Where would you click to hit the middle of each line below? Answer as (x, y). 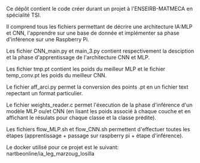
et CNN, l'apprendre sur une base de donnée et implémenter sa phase (93, 33)
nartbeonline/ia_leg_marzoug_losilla (50, 153)
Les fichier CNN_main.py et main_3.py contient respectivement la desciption (100, 51)
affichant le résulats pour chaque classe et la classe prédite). (81, 117)
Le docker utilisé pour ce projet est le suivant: (63, 147)
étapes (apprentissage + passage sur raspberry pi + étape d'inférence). (95, 135)
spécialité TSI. (24, 15)
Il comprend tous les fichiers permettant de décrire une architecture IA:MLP (99, 27)
